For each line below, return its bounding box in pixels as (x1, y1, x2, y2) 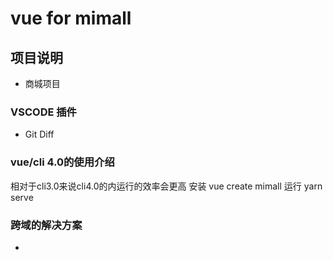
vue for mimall (10, 7, 132, 30)
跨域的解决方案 (10, 218, 83, 232)
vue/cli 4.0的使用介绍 (10, 155, 115, 169)
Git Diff (24, 128, 55, 141)
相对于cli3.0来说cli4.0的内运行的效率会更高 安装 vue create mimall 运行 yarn (10, 180, 323, 192)
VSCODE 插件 (10, 105, 77, 119)
